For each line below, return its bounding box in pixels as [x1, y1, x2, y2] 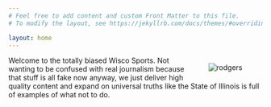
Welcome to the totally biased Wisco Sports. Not [8, 56, 169, 65]
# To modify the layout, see [8, 19, 106, 27]
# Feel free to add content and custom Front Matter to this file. [8, 11, 240, 20]
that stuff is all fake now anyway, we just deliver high [8, 73, 184, 83]
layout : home [8, 34, 52, 42]
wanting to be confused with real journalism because [8, 64, 185, 74]
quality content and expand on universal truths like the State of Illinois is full [8, 81, 260, 91]
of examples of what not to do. [8, 90, 110, 100]
